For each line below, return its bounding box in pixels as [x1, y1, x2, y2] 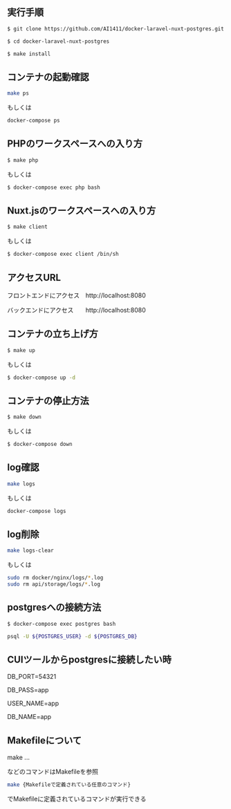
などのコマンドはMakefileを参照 [7, 768, 99, 776]
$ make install [7, 50, 51, 57]
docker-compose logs [7, 508, 67, 514]
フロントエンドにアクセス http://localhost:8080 [7, 291, 147, 299]
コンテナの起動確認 [7, 71, 89, 83]
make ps [7, 90, 30, 97]
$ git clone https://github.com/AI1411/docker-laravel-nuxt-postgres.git [7, 25, 225, 32]
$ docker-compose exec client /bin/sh [7, 251, 119, 258]
